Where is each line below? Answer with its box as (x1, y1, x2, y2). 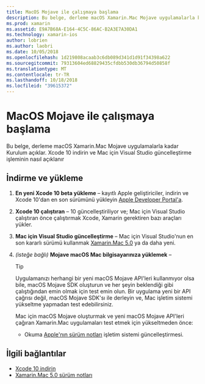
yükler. (15, 221, 32, 228)
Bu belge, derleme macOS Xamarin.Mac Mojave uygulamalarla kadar (6, 142, 179, 150)
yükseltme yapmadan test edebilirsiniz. (15, 300, 114, 308)
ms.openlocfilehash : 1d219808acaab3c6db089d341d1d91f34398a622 (6, 54, 171, 61)
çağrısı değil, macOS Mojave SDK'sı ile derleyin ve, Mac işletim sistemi (15, 294, 193, 301)
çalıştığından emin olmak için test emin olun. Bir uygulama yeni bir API (15, 287, 191, 295)
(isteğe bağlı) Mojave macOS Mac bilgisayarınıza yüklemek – (15, 251, 172, 258)
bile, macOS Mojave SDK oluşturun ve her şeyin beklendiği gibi (15, 281, 174, 288)
